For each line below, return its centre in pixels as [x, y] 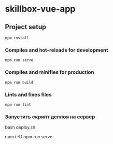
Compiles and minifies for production [49, 72]
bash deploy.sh [20, 128]
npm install [17, 38]
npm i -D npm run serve [29, 137]
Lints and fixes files [28, 95]
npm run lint [18, 104]
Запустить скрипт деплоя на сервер [50, 116]
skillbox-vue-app [40, 9]
